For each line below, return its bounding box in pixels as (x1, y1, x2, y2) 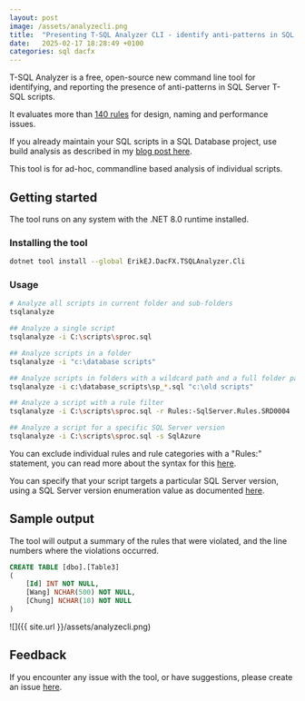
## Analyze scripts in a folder (9, 349, 132, 358)
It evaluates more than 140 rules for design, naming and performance (9, 109, 269, 120)
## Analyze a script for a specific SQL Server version (9, 423, 225, 432)
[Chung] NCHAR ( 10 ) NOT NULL (25, 597, 132, 606)
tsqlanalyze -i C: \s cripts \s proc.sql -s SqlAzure (9, 432, 202, 441)
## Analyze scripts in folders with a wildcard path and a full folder (9, 373, 286, 382)
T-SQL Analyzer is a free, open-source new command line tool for (9, 72, 256, 83)
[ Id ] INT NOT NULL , (25, 579, 100, 588)
